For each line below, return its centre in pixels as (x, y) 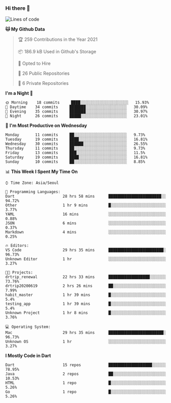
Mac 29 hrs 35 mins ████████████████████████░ (86, 333)
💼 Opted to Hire (34, 63)
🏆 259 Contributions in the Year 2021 (58, 39)
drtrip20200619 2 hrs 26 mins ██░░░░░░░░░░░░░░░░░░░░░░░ (86, 286)
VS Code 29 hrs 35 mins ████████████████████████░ (86, 250)
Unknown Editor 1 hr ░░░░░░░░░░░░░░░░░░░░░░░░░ (86, 259)
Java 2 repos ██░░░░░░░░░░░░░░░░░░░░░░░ (86, 374)
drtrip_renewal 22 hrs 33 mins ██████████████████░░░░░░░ (86, 277)
